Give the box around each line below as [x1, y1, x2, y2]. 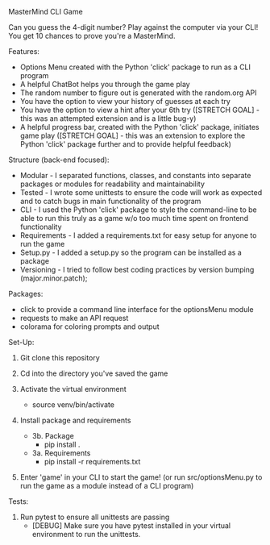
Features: [8, 47, 40, 56]
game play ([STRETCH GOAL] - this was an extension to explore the [19, 131, 246, 140]
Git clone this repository [19, 353, 101, 362]
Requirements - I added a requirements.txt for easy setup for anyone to [19, 231, 257, 240]
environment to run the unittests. [31, 530, 141, 539]
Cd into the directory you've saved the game [19, 368, 168, 378]
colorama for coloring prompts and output [19, 322, 160, 331]
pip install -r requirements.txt [44, 457, 141, 466]
